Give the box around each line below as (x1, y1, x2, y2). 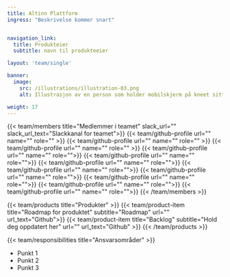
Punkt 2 (16, 256, 40, 265)
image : (13, 79, 32, 85)
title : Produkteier (13, 41, 69, 48)
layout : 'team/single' (7, 60, 72, 67)
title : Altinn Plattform (7, 10, 78, 17)
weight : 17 (7, 103, 38, 110)
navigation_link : (7, 35, 57, 42)
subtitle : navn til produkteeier (13, 47, 109, 55)
